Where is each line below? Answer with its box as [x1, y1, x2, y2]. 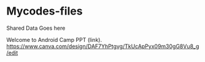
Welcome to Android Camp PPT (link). [6, 36, 102, 43]
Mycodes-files [6, 4, 83, 18]
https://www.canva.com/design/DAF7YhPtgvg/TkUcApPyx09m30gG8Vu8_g [6, 43, 199, 50]
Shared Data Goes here [6, 24, 66, 32]
